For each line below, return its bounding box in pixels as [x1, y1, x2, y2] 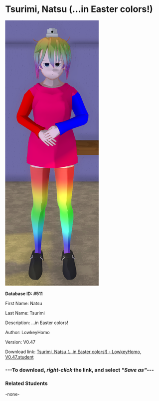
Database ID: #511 [5, 291, 43, 297]
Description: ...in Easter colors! [5, 320, 68, 326]
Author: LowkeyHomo [5, 329, 50, 335]
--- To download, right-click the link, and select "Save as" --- [5, 366, 155, 373]
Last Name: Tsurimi [5, 310, 45, 316]
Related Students [5, 380, 48, 387]
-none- [5, 391, 20, 398]
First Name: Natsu [5, 300, 42, 306]
